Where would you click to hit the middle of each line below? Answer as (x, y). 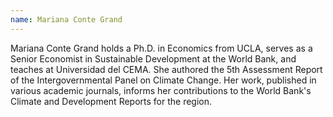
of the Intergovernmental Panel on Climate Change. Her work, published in (163, 80)
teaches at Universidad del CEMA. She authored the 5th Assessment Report (166, 69)
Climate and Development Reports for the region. (111, 101)
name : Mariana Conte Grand (66, 19)
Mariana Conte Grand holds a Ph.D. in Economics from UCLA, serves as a (161, 48)
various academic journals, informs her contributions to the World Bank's (161, 90)
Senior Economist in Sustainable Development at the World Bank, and (153, 58)
